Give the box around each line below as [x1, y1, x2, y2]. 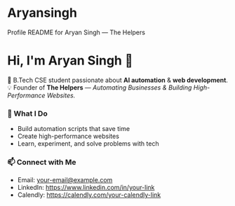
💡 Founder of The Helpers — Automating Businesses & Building [7, 83, 192, 92]
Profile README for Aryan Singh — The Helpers [7, 28, 146, 36]
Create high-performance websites [17, 132, 119, 141]
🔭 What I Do [7, 109, 48, 118]
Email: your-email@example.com [17, 176, 113, 184]
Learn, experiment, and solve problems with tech [17, 139, 159, 148]
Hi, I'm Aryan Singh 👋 [7, 53, 133, 69]
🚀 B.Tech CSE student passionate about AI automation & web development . [7, 76, 228, 84]
